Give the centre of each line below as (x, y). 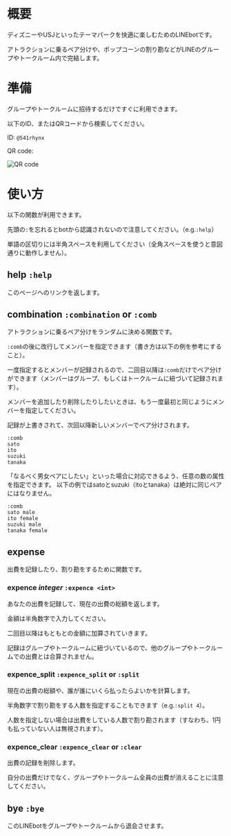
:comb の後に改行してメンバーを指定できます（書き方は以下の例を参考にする (114, 347)
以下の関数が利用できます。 (46, 214)
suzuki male (24, 525)
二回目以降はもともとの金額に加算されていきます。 (79, 633)
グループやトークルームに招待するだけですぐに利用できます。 (94, 108)
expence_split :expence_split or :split (73, 674)
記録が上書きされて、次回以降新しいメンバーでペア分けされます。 (100, 425)
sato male (21, 513)
